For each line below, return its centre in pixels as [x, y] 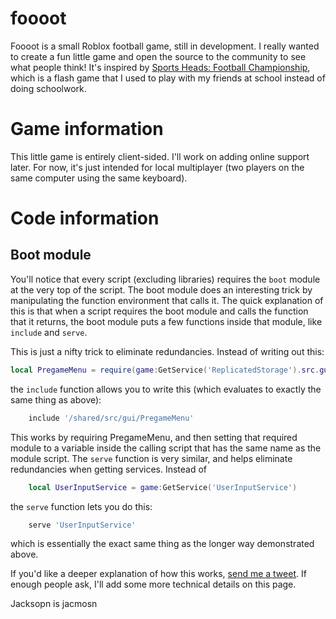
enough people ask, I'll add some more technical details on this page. [153, 584]
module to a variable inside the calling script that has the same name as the [166, 448]
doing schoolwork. [48, 88]
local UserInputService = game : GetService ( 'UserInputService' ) [163, 487]
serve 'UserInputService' [82, 525]
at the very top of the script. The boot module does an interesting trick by [161, 289]
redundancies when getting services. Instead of [109, 469]
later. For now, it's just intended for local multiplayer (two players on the [157, 167]
